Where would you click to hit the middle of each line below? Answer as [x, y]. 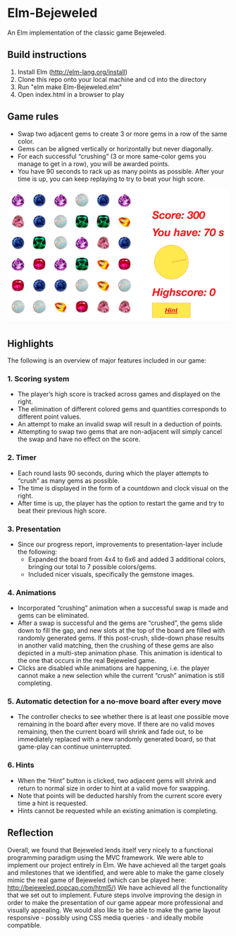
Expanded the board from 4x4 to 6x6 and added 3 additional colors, [127, 559]
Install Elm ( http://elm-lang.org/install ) [73, 71]
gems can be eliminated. [53, 616]
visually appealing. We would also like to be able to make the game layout [114, 910]
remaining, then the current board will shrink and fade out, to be [110, 732]
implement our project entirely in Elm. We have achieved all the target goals [117, 865]
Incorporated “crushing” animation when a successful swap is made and [123, 608]
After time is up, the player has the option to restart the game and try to [121, 503]
